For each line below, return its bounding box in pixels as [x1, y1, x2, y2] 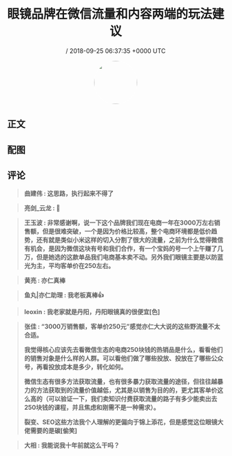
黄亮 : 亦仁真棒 [23, 276, 66, 284]
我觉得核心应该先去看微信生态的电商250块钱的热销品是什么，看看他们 [23, 345, 223, 353]
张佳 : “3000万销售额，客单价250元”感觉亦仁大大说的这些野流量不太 [23, 322, 220, 331]
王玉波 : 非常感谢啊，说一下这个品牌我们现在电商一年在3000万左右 [23, 218, 215, 227]
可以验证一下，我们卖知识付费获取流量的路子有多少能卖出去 [48, 394, 218, 403]
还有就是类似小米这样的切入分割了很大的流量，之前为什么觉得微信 [36, 236, 224, 244]
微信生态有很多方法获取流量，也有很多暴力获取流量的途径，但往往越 [23, 377, 218, 386]
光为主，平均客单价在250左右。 [23, 261, 115, 269]
